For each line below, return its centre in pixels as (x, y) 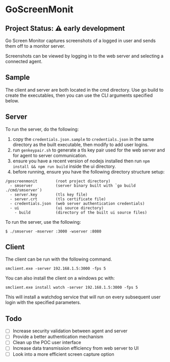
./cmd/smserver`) (24, 190)
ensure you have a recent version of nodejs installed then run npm (81, 161)
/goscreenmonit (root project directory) (58, 181)
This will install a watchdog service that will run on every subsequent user (83, 297)
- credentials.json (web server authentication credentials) (77, 203)
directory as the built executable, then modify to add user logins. (81, 144)
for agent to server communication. (50, 155)
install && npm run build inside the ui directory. (64, 166)
